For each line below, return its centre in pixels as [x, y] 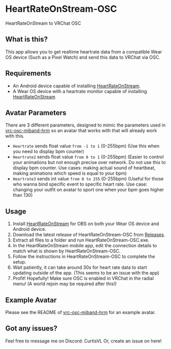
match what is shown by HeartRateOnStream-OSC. [67, 251]
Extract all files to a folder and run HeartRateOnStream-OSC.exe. [81, 240]
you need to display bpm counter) [48, 152]
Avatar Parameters [36, 113]
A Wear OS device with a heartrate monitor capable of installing [80, 91]
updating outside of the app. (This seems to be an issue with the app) [86, 273]
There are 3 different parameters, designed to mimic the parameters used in [85, 125]
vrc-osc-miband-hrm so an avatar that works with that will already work [81, 131]
